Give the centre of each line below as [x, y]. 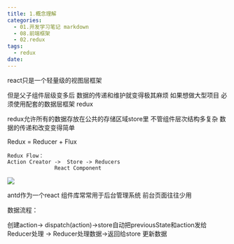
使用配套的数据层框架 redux [53, 104]
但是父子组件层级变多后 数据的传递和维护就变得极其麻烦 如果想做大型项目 [113, 95]
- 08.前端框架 [32, 33]
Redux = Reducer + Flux [42, 142]
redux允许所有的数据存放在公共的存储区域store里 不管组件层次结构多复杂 [113, 118]
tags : [15, 46]
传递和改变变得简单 [47, 128]
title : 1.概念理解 [32, 14]
